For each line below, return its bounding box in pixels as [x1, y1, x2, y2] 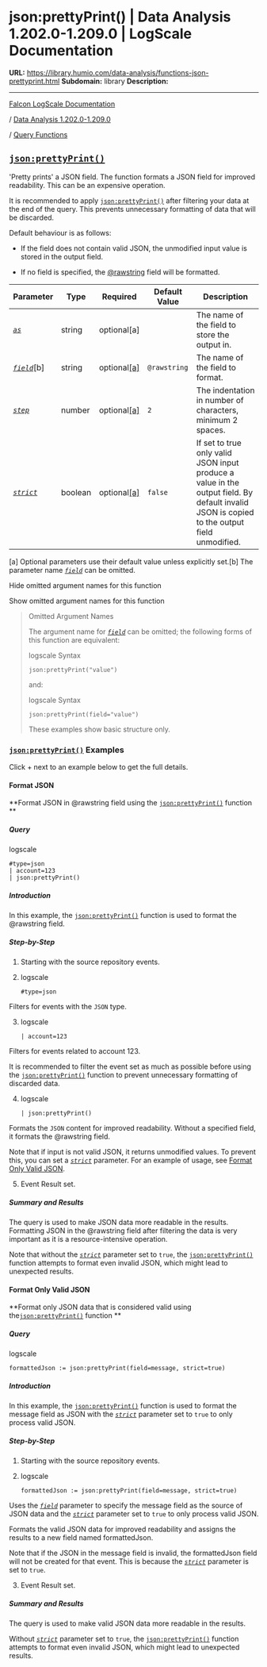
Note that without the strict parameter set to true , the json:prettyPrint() [9, 1250, 254, 1259]
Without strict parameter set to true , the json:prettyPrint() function [9, 1634, 239, 1644]
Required [101, 290, 137, 302]
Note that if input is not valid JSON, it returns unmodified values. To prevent [9, 1147, 257, 1157]
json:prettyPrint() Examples [9, 744, 125, 755]
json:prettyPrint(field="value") [28, 710, 139, 718]
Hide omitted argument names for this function [9, 580, 162, 590]
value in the [196, 477, 240, 488]
